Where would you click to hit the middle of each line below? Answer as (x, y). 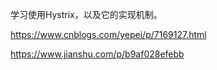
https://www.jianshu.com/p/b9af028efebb (97, 54)
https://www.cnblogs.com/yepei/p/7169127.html (108, 34)
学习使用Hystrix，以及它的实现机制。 (86, 14)
